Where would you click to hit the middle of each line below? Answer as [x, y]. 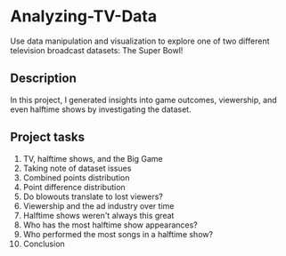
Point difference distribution [74, 187]
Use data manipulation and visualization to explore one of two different [140, 41]
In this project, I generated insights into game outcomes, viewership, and [143, 100]
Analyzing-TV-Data [84, 16]
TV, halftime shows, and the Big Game [93, 158]
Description [43, 79]
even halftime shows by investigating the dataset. [101, 109]
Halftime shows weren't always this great [98, 215]
